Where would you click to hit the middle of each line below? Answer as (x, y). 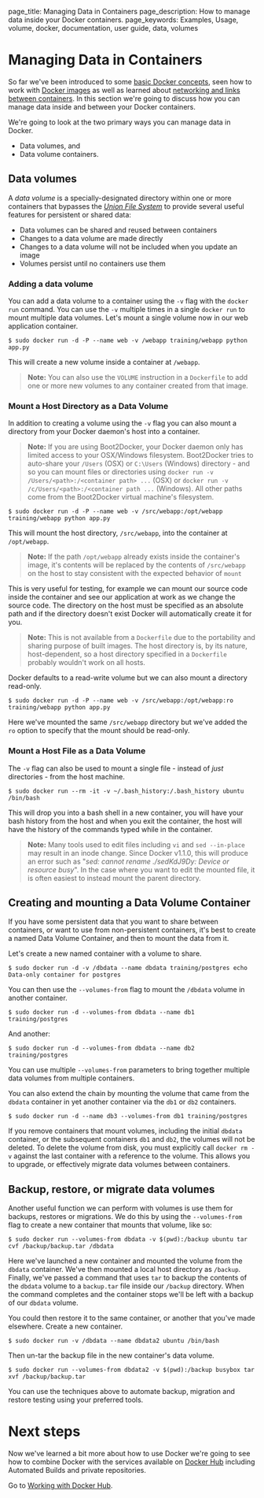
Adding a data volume (51, 284)
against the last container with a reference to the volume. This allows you (132, 1156)
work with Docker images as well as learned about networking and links (125, 90)
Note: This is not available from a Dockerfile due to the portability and (141, 637)
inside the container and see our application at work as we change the (122, 597)
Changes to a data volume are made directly (91, 238)
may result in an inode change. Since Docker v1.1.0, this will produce (138, 853)
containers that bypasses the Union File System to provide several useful (126, 206)
